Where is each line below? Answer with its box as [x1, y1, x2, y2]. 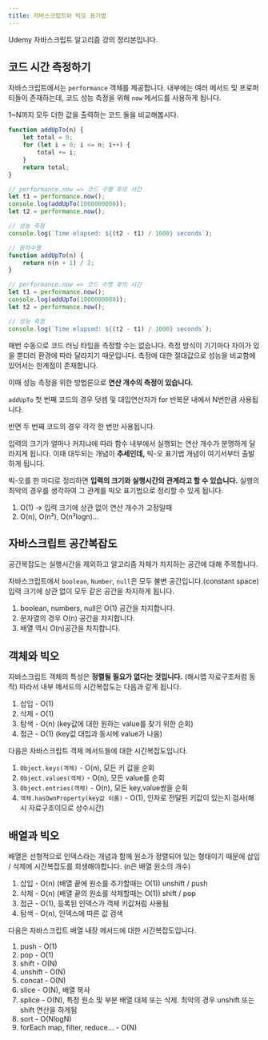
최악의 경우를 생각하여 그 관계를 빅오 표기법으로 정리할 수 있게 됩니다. [8, 485, 224, 495]
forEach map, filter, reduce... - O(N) [19, 1022, 138, 1032]
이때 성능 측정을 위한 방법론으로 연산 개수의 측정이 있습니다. [8, 377, 194, 387]
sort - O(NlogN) [19, 1014, 72, 1023]
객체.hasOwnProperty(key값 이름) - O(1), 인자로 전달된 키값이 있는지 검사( [19, 793, 248, 803]
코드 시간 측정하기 [8, 61, 91, 74]
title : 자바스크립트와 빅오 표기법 [8, 11, 106, 20]
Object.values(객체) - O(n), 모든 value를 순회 [19, 773, 166, 783]
